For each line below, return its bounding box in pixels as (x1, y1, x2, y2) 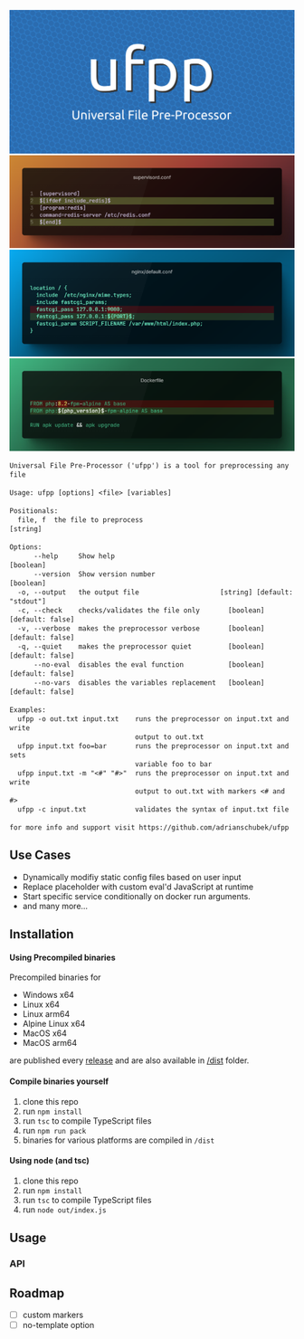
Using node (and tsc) (9, 1155, 90, 1166)
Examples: (9, 706, 47, 715)
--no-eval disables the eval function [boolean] (33, 660, 265, 669)
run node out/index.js (22, 1204, 107, 1215)
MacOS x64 (22, 1028, 68, 1039)
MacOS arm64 (22, 1038, 78, 1049)
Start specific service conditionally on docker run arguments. (22, 890, 251, 901)
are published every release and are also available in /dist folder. (9, 1055, 250, 1066)
